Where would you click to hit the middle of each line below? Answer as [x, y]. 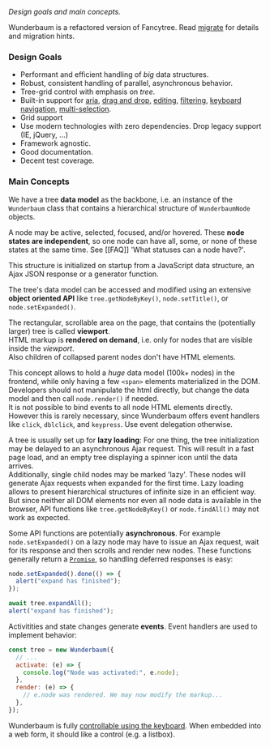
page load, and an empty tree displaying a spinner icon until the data [123, 457]
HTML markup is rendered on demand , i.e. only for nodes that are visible [131, 339]
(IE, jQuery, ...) [44, 135]
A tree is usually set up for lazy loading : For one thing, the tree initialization [134, 440]
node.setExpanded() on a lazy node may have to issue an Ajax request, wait [134, 541]
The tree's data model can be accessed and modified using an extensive [130, 289]
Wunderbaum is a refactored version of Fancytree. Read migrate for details [134, 27]
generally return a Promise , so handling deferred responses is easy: [121, 559]
